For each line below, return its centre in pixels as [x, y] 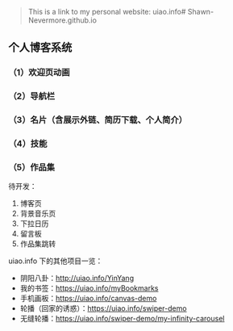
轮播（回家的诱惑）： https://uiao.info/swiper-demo [103, 308]
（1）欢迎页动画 [39, 73]
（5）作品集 [31, 167]
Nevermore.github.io [62, 20]
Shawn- [201, 12]
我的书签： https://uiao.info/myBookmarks [89, 288]
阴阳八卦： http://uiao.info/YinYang [77, 279]
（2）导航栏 [32, 96]
